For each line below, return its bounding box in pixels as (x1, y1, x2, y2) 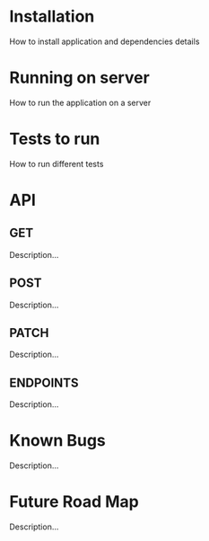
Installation (9, 6, 95, 27)
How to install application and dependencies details (9, 36, 200, 47)
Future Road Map (9, 492, 139, 512)
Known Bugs (9, 430, 106, 451)
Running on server (9, 67, 150, 88)
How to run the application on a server (9, 97, 152, 108)
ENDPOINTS (9, 375, 79, 390)
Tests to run (9, 129, 100, 149)
